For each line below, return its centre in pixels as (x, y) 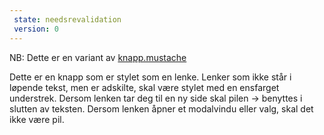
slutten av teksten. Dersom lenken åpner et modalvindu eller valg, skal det (161, 108)
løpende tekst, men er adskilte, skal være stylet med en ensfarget (144, 87)
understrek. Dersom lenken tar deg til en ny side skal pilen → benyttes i (156, 98)
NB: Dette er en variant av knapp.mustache (98, 57)
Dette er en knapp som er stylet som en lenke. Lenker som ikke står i (150, 77)
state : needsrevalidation (67, 19)
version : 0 (36, 29)
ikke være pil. (37, 119)
